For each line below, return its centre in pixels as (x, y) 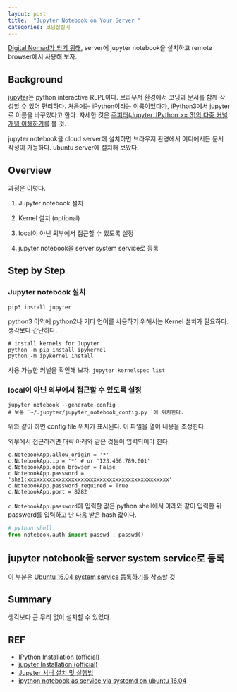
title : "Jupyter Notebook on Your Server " (74, 20)
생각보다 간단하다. (33, 330)
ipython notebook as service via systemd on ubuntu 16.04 (102, 681)
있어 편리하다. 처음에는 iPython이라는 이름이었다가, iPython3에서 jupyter (129, 106)
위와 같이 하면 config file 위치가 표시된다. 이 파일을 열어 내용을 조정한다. (107, 426)
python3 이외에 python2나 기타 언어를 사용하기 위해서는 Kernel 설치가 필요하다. (118, 321)
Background (35, 79)
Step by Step (37, 271)
